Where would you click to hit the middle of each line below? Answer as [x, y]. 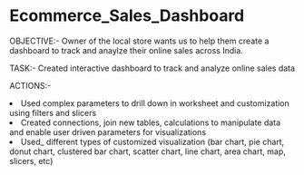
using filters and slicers [53, 112]
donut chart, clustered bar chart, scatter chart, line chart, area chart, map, [147, 151]
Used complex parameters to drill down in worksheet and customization [156, 103]
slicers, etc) [31, 160]
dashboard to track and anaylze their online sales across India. [126, 50]
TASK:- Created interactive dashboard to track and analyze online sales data [152, 68]
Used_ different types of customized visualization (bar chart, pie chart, [153, 141]
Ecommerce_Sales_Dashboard [127, 16]
